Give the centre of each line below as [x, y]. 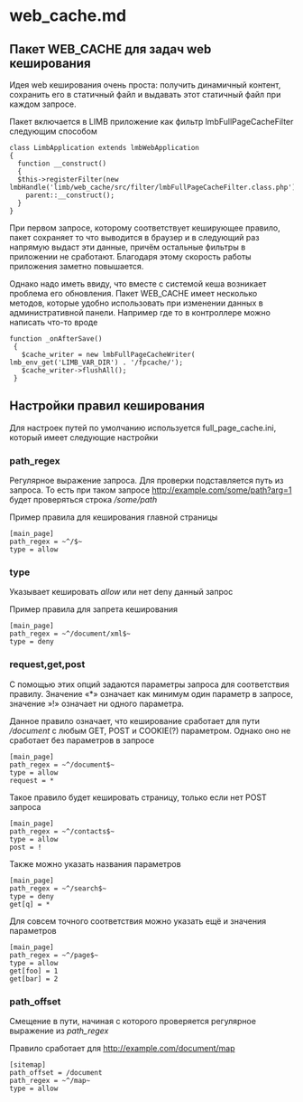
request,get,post [47, 664]
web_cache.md [68, 16]
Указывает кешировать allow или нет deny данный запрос [121, 592]
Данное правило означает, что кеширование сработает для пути [134, 721]
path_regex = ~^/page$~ [54, 955]
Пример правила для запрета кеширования [94, 609]
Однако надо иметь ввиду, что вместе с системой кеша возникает [138, 284]
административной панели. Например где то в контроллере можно [140, 312]
